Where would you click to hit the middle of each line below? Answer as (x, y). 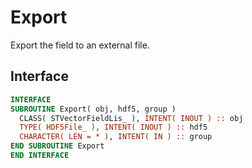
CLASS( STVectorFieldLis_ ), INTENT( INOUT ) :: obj (131, 118)
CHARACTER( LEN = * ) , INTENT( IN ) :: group (116, 137)
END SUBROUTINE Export (57, 146)
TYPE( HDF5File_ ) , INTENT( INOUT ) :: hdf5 (113, 127)
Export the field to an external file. (80, 45)
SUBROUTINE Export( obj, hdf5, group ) (93, 109)
